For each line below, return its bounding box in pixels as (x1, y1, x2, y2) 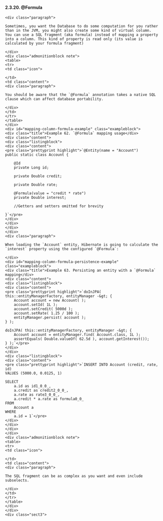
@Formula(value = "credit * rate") (14, 191, 86, 196)
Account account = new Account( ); (14, 298, 86, 303)
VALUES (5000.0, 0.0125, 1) (5, 371, 62, 376)
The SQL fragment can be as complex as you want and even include (5, 474, 143, 479)
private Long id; (14, 165, 49, 170)
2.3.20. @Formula (5, 4, 42, 10)
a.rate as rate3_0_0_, (14, 392, 60, 397)
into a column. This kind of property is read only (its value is (5, 37, 143, 42)
